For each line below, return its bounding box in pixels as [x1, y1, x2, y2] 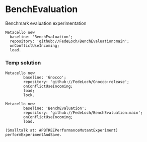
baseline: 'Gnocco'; [23, 75, 66, 80]
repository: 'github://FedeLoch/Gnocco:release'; [23, 80, 129, 85]
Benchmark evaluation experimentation [5, 20, 87, 26]
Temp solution [5, 59, 41, 66]
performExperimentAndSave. [5, 132, 62, 137]
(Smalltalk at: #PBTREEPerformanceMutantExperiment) [5, 128, 118, 133]
